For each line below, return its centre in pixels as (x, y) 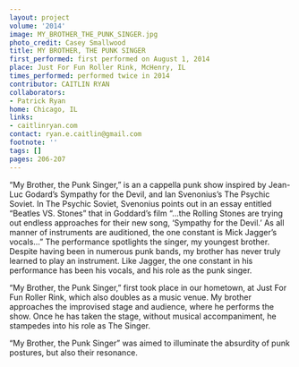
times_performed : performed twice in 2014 (90, 76)
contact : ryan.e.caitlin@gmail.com (76, 134)
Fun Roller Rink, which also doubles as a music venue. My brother (131, 297)
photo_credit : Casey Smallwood (68, 43)
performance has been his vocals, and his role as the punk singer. (131, 270)
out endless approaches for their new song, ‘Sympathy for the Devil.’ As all (147, 222)
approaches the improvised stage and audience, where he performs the (142, 306)
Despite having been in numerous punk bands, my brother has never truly (145, 251)
